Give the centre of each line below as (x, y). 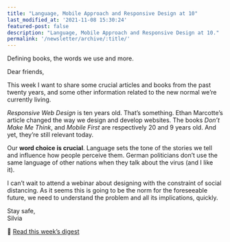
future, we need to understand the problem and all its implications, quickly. (113, 198)
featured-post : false (38, 26)
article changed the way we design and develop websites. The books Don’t (114, 120)
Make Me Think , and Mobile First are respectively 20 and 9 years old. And (112, 128)
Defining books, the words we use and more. (70, 58)
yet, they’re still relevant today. (50, 135)
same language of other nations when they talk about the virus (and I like (110, 162)
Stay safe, (21, 211)
